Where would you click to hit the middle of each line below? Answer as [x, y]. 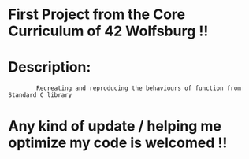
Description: [50, 67]
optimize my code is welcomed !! [118, 143]
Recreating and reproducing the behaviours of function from [139, 88]
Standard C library [40, 95]
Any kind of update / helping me [115, 126]
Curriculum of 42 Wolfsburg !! [108, 31]
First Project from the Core [97, 15]
